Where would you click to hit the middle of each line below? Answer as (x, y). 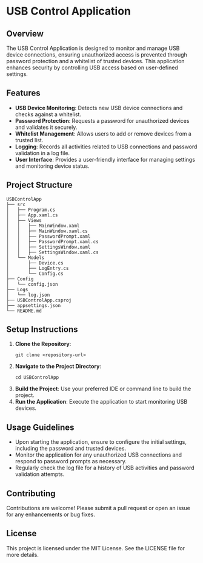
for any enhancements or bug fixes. (51, 514)
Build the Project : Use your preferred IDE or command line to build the (103, 389)
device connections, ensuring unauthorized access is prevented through (97, 55)
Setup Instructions (42, 330)
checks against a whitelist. (48, 114)
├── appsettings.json (34, 305)
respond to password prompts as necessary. (71, 461)
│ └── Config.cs (35, 274)
